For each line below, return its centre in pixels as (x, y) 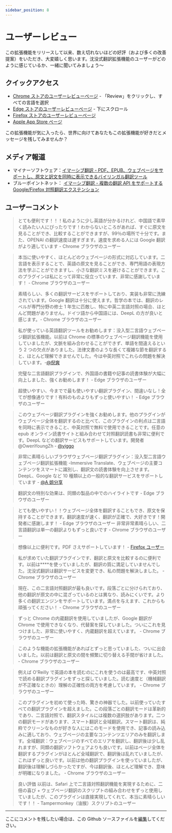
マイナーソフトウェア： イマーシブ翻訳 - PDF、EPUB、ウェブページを (86, 171)
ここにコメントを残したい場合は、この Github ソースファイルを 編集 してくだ (85, 819)
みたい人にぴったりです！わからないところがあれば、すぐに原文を (96, 227)
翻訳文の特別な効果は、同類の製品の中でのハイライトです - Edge (86, 493)
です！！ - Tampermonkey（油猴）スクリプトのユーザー (77, 803)
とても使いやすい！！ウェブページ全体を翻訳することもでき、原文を (89, 510)
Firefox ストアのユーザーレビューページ (54, 116)
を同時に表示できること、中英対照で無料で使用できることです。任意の (91, 427)
